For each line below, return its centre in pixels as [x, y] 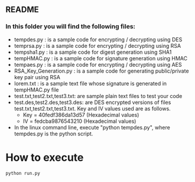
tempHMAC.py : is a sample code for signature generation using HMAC [101, 58]
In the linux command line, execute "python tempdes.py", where [92, 127]
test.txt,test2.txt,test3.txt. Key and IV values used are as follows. [92, 108]
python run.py [23, 173]
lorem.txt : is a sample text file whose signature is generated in [90, 83]
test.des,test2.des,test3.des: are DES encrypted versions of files [92, 102]
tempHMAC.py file [36, 90]
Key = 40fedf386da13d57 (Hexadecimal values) [81, 115]
